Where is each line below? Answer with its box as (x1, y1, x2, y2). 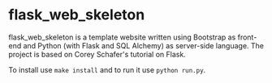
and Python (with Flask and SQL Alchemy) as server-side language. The (23, 40, 265, 50)
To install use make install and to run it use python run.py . (8, 64, 206, 74)
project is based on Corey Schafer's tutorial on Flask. (8, 49, 187, 59)
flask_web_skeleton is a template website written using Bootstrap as (8, 32, 236, 42)
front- (237, 32, 257, 42)
